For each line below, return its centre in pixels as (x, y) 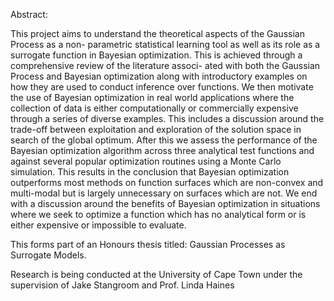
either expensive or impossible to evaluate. (98, 225)
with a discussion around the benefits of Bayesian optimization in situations (165, 203)
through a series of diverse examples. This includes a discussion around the (167, 118)
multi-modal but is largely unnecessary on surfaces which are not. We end (164, 193)
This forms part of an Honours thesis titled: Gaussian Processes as (148, 244)
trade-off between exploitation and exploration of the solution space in (156, 129)
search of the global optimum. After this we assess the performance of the (164, 140)
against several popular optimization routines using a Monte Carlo (146, 161)
